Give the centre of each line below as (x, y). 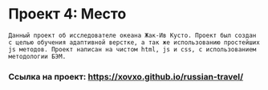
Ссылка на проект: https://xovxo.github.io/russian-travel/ (126, 76)
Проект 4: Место (67, 14)
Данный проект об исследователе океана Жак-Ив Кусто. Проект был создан (132, 35)
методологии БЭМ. (37, 56)
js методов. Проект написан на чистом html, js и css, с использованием (132, 49)
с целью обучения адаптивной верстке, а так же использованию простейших (134, 42)
